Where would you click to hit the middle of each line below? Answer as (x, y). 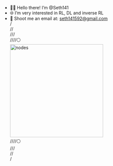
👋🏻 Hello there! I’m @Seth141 (39, 8)
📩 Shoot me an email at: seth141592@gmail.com (59, 18)
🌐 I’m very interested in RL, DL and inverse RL (57, 13)
